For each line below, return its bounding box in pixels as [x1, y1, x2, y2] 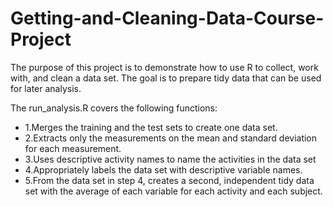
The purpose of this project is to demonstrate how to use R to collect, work [10, 61, 319, 73]
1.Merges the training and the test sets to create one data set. [24, 121, 278, 133]
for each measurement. [24, 142, 122, 154]
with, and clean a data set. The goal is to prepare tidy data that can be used [10, 72, 322, 84]
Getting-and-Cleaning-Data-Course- [10, 7, 325, 30]
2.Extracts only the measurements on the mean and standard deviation [24, 132, 318, 144]
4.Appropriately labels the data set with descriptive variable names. [24, 163, 303, 176]
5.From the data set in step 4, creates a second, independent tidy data [24, 174, 315, 186]
